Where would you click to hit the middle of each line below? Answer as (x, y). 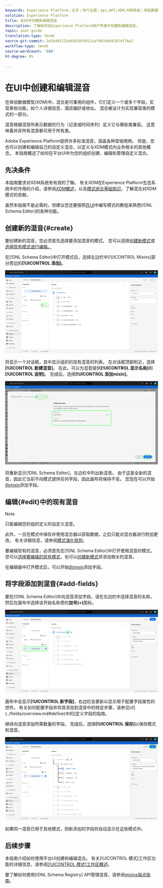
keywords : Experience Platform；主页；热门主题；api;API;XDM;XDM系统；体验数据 (82, 10)
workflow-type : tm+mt (27, 46)
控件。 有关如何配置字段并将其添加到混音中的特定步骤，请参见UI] (70, 707)
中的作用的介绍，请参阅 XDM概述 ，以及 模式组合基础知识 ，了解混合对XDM (83, 189)
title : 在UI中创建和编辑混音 (31, 20)
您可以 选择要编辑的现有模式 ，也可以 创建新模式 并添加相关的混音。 (71, 557)
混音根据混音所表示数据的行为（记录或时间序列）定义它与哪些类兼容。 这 (78, 124)
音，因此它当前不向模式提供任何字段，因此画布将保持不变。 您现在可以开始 (80, 479)
